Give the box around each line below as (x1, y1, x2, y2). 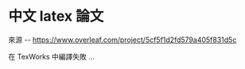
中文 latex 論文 (8, 7, 104, 25)
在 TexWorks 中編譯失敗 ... (8, 52, 95, 61)
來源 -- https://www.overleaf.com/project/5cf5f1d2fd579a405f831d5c (8, 35, 237, 44)
